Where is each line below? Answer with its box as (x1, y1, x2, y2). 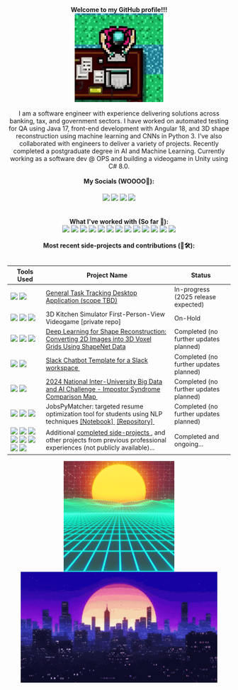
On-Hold (174, 313, 200, 322)
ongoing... (174, 440, 204, 448)
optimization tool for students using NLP (45, 410, 163, 418)
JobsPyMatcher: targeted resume (45, 402, 144, 411)
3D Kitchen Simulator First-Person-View (45, 310, 165, 318)
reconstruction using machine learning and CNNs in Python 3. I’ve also (16, 132, 222, 140)
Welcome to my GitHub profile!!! (70, 6, 168, 13)
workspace (45, 364, 79, 372)
